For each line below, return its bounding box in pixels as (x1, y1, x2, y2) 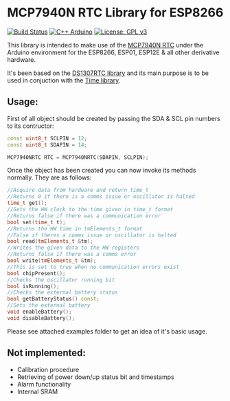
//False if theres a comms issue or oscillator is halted (7, 232, 176, 239)
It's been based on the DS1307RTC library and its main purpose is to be (7, 69, 209, 77)
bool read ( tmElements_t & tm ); (7, 238, 94, 245)
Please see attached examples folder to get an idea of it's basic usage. (7, 327, 207, 335)
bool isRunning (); (7, 283, 60, 290)
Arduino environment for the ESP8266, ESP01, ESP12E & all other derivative (7, 48, 220, 56)
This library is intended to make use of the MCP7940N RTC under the (7, 41, 204, 49)
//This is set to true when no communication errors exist (7, 263, 180, 270)
